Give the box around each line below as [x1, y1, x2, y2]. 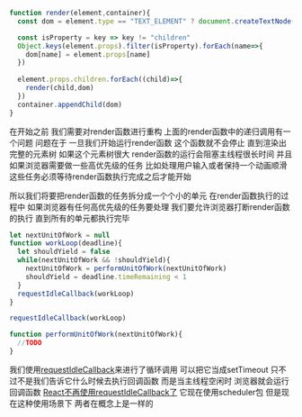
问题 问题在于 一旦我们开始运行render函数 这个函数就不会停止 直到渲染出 [16, 137, 288, 148]
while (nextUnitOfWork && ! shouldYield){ [17, 256, 171, 265]
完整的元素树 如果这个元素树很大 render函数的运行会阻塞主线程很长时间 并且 [9, 149, 293, 159]
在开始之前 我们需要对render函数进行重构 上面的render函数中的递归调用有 [9, 126, 283, 137]
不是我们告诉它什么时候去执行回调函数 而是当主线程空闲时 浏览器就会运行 [16, 375, 289, 386]
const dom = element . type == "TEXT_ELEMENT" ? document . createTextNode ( [17, 16, 296, 26]
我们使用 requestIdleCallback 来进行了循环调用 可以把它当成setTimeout [9, 364, 269, 375]
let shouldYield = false [17, 248, 111, 257]
